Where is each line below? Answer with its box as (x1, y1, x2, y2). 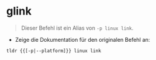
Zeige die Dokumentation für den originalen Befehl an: (15, 36, 150, 43)
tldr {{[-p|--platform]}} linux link (6, 47, 102, 54)
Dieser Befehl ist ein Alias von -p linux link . (21, 24, 134, 32)
